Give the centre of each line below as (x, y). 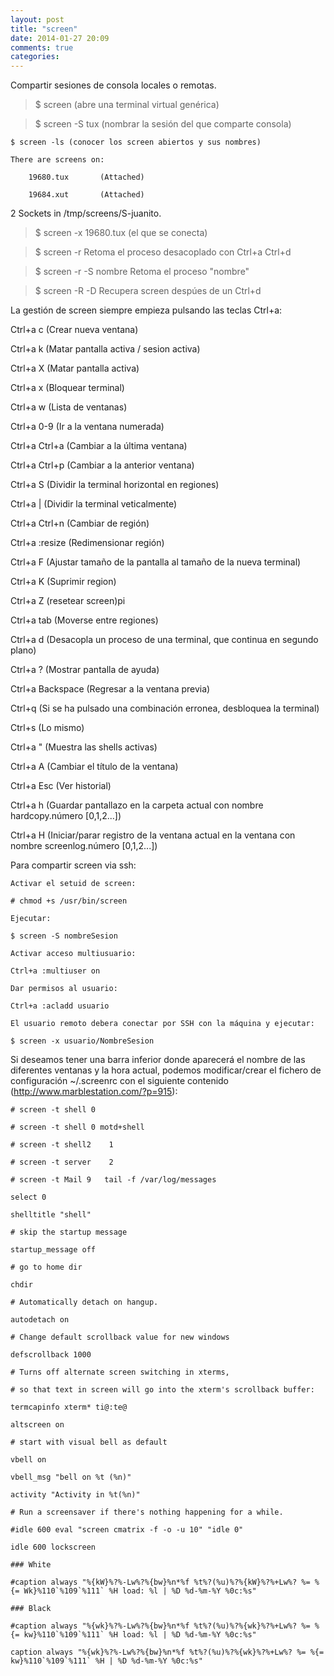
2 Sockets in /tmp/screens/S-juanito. (86, 213)
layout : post (37, 19)
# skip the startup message (69, 1232)
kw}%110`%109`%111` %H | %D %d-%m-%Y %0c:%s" (106, 1661)
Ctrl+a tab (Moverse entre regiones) (84, 620)
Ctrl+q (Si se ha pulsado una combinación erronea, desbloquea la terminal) (165, 708)
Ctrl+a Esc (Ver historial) (61, 786)
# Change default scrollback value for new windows (120, 1337)
